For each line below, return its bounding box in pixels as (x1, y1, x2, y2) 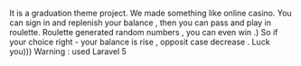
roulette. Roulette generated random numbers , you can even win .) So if (9, 27, 278, 37)
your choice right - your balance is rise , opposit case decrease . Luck (9, 36, 270, 47)
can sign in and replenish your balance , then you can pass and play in (9, 17, 271, 28)
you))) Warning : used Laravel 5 (9, 46, 127, 57)
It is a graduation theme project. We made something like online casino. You (9, 8, 292, 18)
